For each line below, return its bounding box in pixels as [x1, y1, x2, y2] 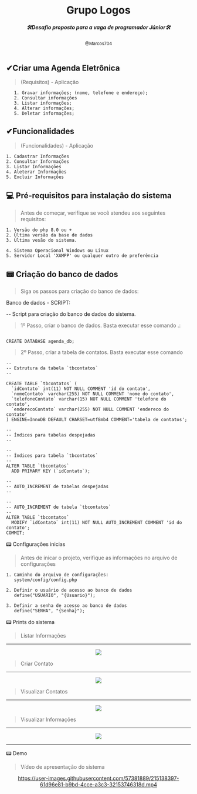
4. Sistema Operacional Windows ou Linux [6, 248, 109, 253]
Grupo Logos [66, 4, 131, 17]
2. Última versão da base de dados [6, 232, 93, 238]
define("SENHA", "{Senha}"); [13, 608, 85, 614]
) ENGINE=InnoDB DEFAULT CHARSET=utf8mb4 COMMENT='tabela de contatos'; [6, 417, 188, 423]
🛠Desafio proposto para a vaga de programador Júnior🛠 [26, 24, 171, 31]
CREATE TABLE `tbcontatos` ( [6, 381, 77, 387]
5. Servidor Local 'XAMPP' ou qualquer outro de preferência [6, 252, 159, 259]
